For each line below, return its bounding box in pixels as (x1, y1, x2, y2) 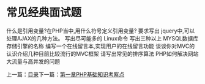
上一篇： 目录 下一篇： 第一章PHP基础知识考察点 (6, 71, 125, 78)
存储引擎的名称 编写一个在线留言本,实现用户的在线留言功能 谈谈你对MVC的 (6, 42, 195, 50)
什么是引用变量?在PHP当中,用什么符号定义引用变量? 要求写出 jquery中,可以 (6, 27, 195, 34)
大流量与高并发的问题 (6, 58, 60, 65)
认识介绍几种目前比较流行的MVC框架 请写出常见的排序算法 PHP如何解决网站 (6, 50, 199, 57)
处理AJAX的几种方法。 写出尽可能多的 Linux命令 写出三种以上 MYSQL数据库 (6, 34, 199, 42)
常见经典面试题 (6, 6, 82, 20)
